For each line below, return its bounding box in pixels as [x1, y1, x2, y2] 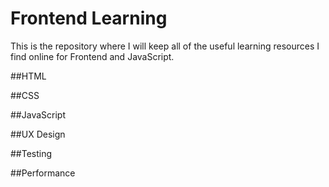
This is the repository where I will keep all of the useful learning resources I [10, 40, 320, 52]
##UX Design [10, 128, 66, 140]
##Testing [10, 147, 53, 159]
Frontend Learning [10, 7, 168, 30]
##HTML [10, 70, 47, 82]
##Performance [10, 167, 76, 179]
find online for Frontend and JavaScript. [10, 50, 175, 62]
